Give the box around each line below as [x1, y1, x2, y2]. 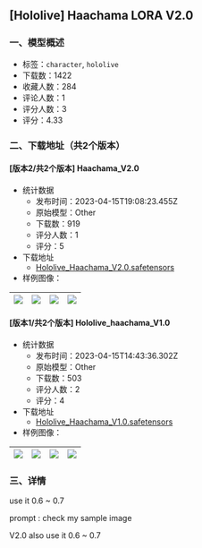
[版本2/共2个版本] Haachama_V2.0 [9, 163, 140, 174]
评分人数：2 [35, 384, 80, 395]
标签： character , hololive [21, 58, 119, 69]
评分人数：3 [21, 103, 67, 114]
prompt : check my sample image [9, 513, 132, 524]
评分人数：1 [35, 229, 79, 240]
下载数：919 [35, 218, 80, 228]
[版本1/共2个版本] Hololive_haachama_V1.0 [9, 318, 171, 329]
